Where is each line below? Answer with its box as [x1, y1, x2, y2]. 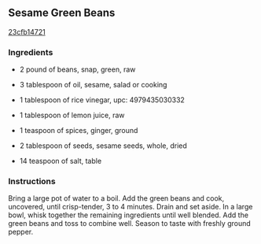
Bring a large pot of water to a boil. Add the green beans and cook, [8, 194, 225, 203]
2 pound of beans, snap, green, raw [19, 65, 136, 74]
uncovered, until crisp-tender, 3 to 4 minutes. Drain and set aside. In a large [8, 202, 253, 212]
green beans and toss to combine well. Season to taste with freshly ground [8, 219, 252, 228]
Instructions [8, 176, 57, 187]
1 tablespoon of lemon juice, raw [19, 110, 125, 120]
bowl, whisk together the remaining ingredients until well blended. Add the [8, 210, 249, 220]
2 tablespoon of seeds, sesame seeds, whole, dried [19, 141, 187, 150]
